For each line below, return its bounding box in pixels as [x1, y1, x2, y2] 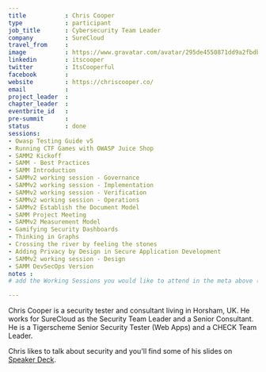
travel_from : [8, 41, 69, 49]
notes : [8, 270, 34, 278]
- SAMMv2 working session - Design [8, 255, 126, 263]
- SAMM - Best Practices [8, 159, 90, 167]
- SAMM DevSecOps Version [8, 263, 93, 270]
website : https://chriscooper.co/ [8, 78, 154, 86]
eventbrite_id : [8, 108, 69, 116]
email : [8, 85, 69, 94]
